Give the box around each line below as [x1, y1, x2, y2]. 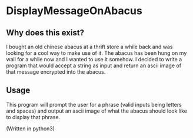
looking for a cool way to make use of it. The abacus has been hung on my [6, 50, 187, 57]
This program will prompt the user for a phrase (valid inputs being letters [6, 101, 182, 108]
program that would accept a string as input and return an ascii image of [6, 62, 181, 69]
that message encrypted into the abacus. [6, 68, 106, 75]
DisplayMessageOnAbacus [6, 4, 142, 18]
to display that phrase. [6, 113, 61, 120]
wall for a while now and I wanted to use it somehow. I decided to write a [6, 56, 182, 63]
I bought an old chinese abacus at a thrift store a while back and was [6, 43, 173, 50]
